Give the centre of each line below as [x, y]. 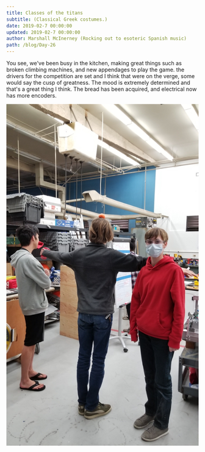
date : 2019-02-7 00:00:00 [39, 26]
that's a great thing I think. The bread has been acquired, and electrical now [102, 89]
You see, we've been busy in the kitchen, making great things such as [94, 63]
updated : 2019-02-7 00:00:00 [43, 32]
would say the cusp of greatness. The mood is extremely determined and [98, 83]
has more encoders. [31, 95]
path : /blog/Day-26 [31, 45]
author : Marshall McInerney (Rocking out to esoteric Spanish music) [97, 39]
